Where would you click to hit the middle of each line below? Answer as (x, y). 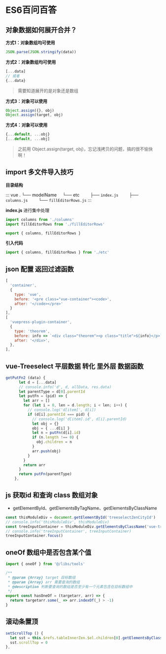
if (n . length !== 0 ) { (55, 437)
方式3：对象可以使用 (27, 101)
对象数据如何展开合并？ (41, 30)
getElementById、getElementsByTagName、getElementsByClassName (85, 508)
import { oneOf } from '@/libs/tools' (45, 564)
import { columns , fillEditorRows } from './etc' (58, 253)
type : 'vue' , (28, 294)
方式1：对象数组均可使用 (31, 43)
